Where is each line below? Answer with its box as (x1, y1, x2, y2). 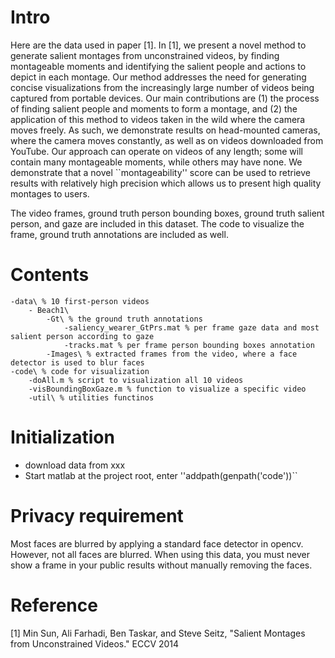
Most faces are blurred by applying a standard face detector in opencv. (10, 537, 304, 550)
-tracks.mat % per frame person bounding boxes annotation (63, 340, 315, 350)
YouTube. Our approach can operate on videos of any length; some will (10, 145, 304, 157)
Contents (10, 264, 90, 286)
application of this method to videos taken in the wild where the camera (10, 113, 306, 125)
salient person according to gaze (10, 331, 155, 341)
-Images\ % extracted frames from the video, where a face (46, 349, 298, 359)
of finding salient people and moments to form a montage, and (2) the (10, 102, 298, 115)
